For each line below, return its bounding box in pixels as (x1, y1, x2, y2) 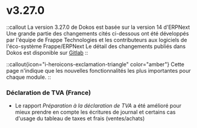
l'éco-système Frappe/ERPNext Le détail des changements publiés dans (6, 43, 186, 50)
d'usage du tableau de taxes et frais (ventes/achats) (14, 115, 145, 122)
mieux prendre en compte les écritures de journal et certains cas (14, 109, 176, 116)
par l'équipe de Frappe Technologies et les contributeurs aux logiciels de (6, 36, 187, 43)
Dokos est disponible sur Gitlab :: (6, 49, 89, 56)
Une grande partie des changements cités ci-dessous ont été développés (6, 29, 189, 37)
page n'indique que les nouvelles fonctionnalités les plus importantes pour (6, 67, 191, 74)
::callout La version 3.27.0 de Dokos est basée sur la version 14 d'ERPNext (6, 23, 190, 31)
